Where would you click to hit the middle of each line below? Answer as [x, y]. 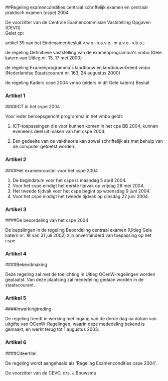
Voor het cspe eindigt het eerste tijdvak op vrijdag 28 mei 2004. [78, 185]
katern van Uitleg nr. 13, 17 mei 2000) [44, 58]
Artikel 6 [16, 342]
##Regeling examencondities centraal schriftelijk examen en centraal [76, 7]
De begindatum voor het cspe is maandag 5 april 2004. [69, 180]
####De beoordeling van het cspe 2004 [47, 220]
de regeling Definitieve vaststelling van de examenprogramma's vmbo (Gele [83, 53]
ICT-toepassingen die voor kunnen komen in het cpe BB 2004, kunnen [85, 126]
